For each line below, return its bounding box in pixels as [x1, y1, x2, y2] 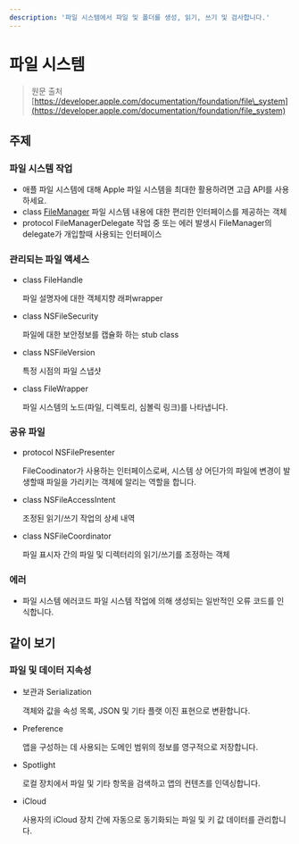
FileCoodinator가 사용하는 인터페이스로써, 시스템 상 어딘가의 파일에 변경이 [21, 465, 281, 476]
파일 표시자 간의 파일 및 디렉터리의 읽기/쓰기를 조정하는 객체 [21, 548, 230, 559]
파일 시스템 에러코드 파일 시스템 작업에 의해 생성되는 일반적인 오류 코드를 [21, 596, 275, 606]
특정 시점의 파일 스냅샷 [21, 365, 102, 376]
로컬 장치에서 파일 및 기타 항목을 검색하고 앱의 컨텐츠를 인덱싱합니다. [21, 778, 261, 789]
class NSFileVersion [21, 347, 96, 357]
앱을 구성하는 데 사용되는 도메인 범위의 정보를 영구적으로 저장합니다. [21, 741, 259, 752]
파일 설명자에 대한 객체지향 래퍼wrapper [21, 292, 163, 304]
